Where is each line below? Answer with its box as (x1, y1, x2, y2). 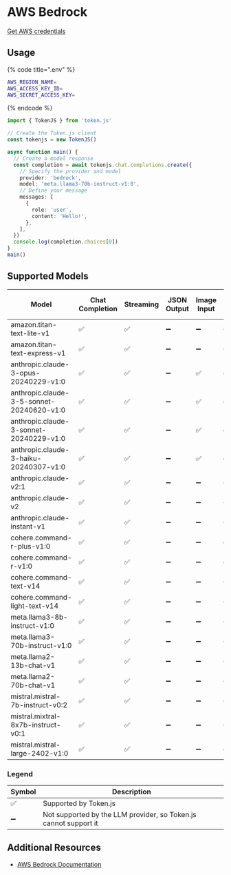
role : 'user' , (32, 206, 72, 213)
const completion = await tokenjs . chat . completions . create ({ (13, 161, 192, 168)
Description (112, 787, 151, 796)
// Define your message (19, 187, 88, 194)
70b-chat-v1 (10, 680, 56, 690)
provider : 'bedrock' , (19, 174, 81, 181)
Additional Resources (7, 842, 101, 854)
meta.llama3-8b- (10, 612, 68, 622)
